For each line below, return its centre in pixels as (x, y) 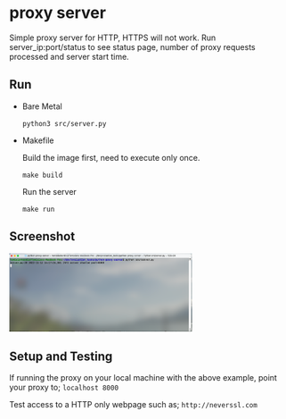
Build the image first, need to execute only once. (111, 157)
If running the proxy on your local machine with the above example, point (143, 378)
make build (42, 175)
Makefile (38, 140)
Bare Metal (42, 106)
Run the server (49, 191)
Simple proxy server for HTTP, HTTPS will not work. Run (113, 38)
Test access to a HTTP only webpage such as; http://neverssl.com (134, 405)
